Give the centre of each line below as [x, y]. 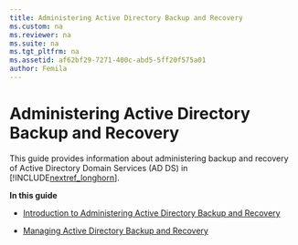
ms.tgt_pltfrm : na [44, 52]
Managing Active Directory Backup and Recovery [115, 230]
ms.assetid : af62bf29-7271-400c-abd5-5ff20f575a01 [108, 60]
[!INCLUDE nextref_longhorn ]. [65, 178]
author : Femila [38, 69]
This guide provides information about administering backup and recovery [149, 158]
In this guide [33, 195]
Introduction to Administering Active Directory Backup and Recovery [151, 213]
